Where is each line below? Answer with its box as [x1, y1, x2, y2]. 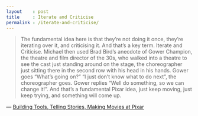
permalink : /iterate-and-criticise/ [6, 19, 99, 25]
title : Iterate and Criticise [6, 14, 94, 20]
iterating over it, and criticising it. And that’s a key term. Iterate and [20, 42, 183, 49]
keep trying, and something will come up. [20, 92, 122, 99]
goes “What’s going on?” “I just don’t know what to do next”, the [20, 73, 177, 80]
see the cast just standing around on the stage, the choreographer [20, 61, 183, 68]
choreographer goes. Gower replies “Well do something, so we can [20, 79, 184, 87]
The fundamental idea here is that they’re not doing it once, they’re [20, 36, 183, 43]
